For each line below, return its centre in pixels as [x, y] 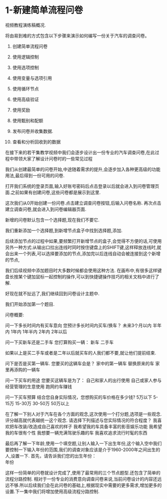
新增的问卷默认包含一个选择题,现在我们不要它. [52, 220]
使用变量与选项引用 [32, 78]
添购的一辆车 [27, 370]
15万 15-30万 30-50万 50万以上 [37, 403]
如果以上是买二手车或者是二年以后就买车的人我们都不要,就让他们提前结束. [81, 353]
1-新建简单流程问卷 [44, 10]
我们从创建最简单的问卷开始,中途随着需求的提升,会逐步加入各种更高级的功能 [83, 169]
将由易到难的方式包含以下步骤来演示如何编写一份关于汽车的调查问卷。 [77, 35]
